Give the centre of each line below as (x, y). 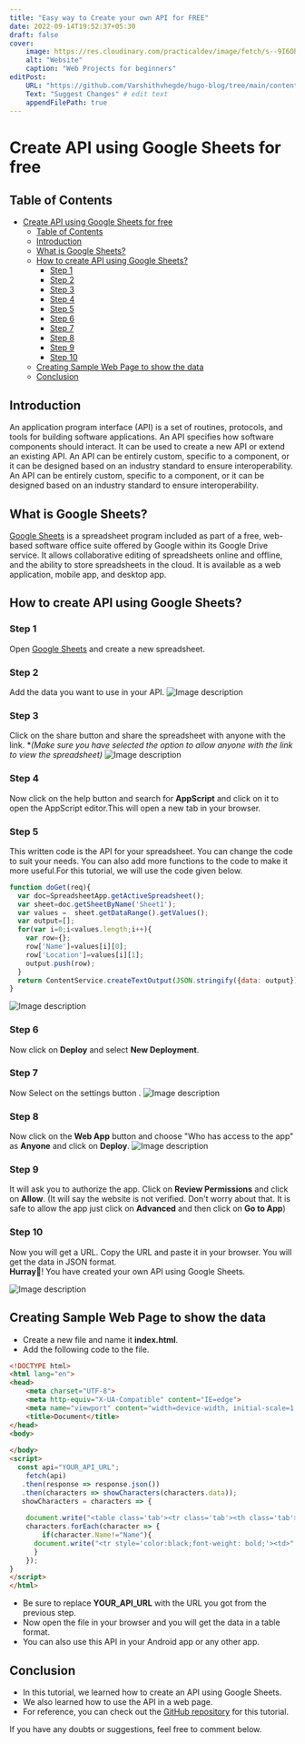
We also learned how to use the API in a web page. (118, 1701)
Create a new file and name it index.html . (100, 1339)
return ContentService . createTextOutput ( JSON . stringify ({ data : (139, 980)
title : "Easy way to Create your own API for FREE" (109, 18)
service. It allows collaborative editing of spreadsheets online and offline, (146, 555)
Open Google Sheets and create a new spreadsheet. (108, 649)
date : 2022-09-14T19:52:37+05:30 (73, 26)
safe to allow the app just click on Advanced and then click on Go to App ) (148, 1209)
